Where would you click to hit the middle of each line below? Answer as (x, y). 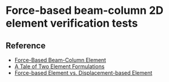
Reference (26, 46)
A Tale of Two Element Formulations (59, 66)
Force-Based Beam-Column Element (60, 60)
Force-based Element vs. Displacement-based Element (83, 73)
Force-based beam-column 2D (85, 11)
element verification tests (72, 23)
